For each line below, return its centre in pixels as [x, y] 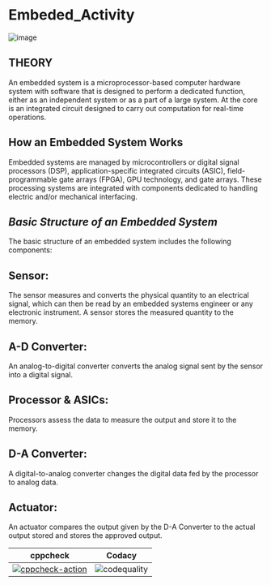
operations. [28, 117]
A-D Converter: [48, 346]
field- [236, 170]
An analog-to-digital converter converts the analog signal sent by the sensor [136, 366]
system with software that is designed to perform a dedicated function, [127, 91]
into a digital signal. [40, 374]
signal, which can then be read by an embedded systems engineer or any [131, 304]
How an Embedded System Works [96, 142]
